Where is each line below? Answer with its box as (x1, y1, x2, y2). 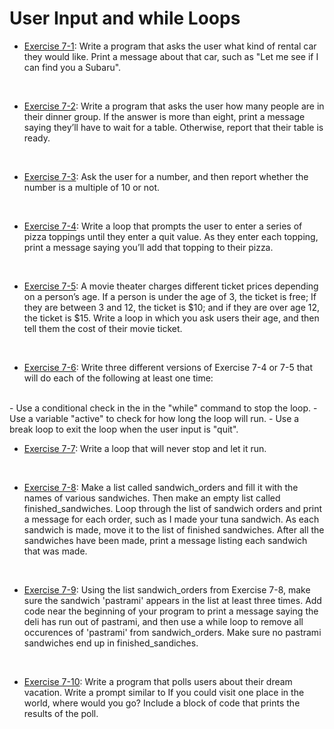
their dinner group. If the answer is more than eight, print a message (23, 110, 306, 122)
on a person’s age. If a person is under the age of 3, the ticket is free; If (23, 290, 317, 302)
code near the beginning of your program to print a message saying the (23, 605, 319, 617)
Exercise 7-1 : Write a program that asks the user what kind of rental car (23, 40, 317, 52)
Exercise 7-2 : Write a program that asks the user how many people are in (23, 100, 325, 112)
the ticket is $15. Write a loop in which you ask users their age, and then (23, 312, 320, 324)
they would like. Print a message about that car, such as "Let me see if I (23, 50, 319, 62)
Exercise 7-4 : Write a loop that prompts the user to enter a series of (23, 220, 303, 232)
